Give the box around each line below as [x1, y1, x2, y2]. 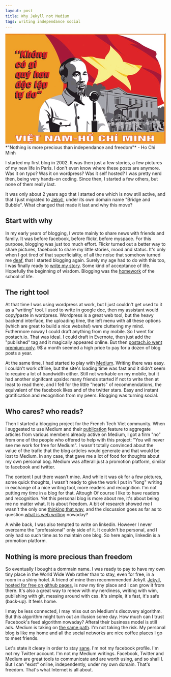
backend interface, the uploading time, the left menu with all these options [5, 318, 161, 324]
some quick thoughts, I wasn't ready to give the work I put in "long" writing [5, 479, 162, 485]
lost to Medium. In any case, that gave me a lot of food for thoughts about [5, 453, 160, 459]
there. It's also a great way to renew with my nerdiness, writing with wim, [5, 587, 158, 594]
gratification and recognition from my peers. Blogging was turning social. [5, 392, 159, 399]
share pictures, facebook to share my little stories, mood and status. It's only [5, 246, 166, 252]
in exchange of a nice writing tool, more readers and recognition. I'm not [5, 485, 157, 491]
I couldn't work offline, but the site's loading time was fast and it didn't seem [5, 365, 165, 371]
